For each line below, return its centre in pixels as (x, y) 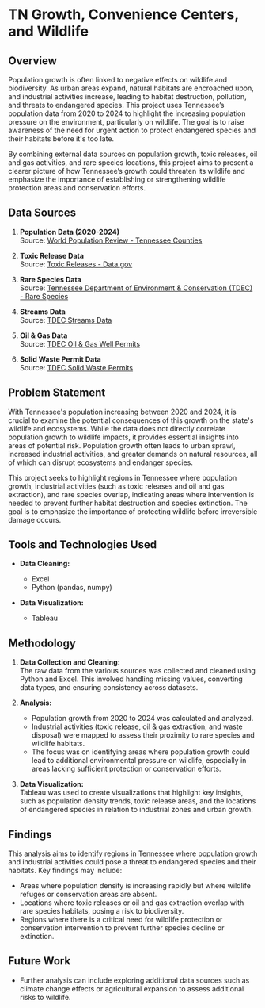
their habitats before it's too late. (61, 139)
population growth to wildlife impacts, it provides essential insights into (123, 437)
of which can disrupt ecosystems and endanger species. (101, 462)
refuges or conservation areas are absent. (88, 895)
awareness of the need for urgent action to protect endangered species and (132, 130)
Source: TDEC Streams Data (66, 320)
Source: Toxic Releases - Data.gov (76, 264)
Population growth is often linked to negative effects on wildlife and (118, 80)
